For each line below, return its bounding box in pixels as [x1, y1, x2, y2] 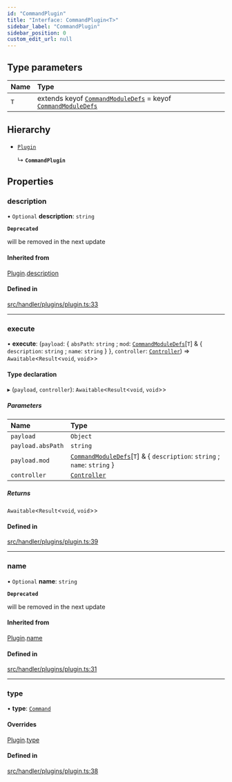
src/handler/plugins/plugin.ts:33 [7, 300, 99, 308]
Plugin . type [7, 736, 40, 744]
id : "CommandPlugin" [7, 10, 67, 17]
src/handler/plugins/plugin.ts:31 [7, 665, 97, 673]
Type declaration [7, 370, 57, 378]
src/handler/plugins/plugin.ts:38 [7, 767, 99, 775]
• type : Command [7, 705, 51, 713]
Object [70, 433, 92, 440]
